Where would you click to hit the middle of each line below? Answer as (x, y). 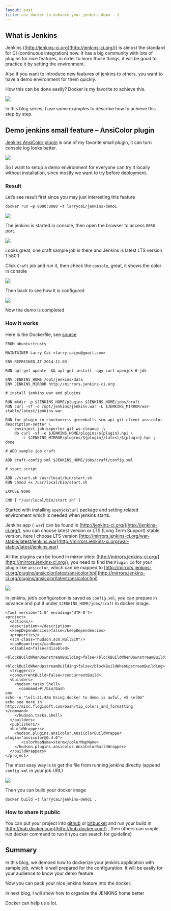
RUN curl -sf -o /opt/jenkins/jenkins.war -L (54, 406)
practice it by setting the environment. (45, 64)
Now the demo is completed (35, 310)
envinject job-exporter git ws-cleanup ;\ (60, 429)
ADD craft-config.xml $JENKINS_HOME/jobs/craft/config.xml (69, 460)
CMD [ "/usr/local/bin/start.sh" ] (43, 500)
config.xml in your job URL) (34, 770)
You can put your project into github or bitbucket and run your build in (78, 823)
